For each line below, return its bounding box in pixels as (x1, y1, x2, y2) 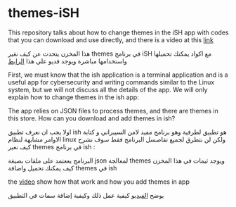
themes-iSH (8, 5, 80, 21)
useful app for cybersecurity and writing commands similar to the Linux (8, 77, 215, 86)
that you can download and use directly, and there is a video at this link (8, 35, 214, 44)
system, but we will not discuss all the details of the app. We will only (8, 85, 208, 94)
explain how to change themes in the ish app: (8, 93, 139, 101)
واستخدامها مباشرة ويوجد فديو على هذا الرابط (8, 56, 127, 65)
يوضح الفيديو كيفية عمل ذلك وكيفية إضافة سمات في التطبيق (8, 191, 164, 199)
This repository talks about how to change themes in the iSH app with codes (8, 28, 229, 37)
